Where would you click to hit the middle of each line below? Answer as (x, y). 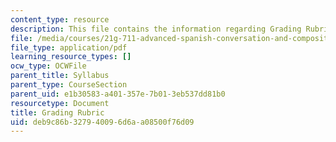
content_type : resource (60, 19)
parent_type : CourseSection (69, 85)
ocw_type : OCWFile (48, 66)
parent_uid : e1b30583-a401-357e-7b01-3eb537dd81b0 (118, 94)
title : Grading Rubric (57, 112)
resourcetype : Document (60, 103)
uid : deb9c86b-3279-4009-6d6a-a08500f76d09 (102, 122)
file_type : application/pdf (69, 47)
